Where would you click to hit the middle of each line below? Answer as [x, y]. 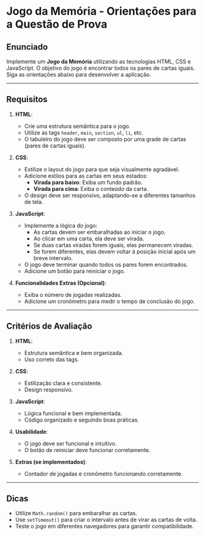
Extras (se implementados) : [51, 462]
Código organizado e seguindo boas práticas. [81, 420]
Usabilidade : [31, 431]
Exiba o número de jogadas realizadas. [73, 294]
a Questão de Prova [57, 24]
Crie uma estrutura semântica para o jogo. [77, 126]
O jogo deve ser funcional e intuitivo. [70, 443]
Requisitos [27, 99]
